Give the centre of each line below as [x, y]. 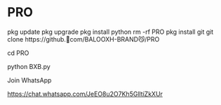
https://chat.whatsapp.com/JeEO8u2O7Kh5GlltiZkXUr [85, 94]
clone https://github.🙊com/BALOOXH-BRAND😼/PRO [83, 39]
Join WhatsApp [29, 80]
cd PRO [18, 53]
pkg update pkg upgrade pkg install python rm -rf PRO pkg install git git [110, 32]
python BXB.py [29, 66]
